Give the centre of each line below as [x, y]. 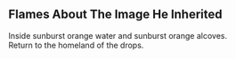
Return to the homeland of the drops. [76, 45]
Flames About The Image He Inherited [116, 15]
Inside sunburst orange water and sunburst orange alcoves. [118, 35]
